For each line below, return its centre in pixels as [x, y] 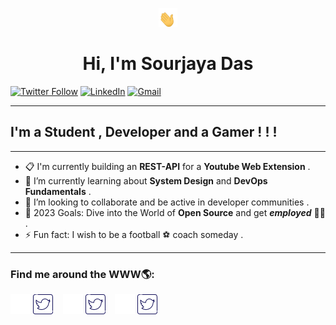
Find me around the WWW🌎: [82, 274]
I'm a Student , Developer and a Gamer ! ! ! [144, 132]
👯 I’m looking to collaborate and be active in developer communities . [167, 202]
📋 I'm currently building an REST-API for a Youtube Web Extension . [167, 166]
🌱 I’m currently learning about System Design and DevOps [146, 180]
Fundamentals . [58, 191]
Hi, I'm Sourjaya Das [168, 64]
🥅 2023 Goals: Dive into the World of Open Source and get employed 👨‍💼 [175, 212]
